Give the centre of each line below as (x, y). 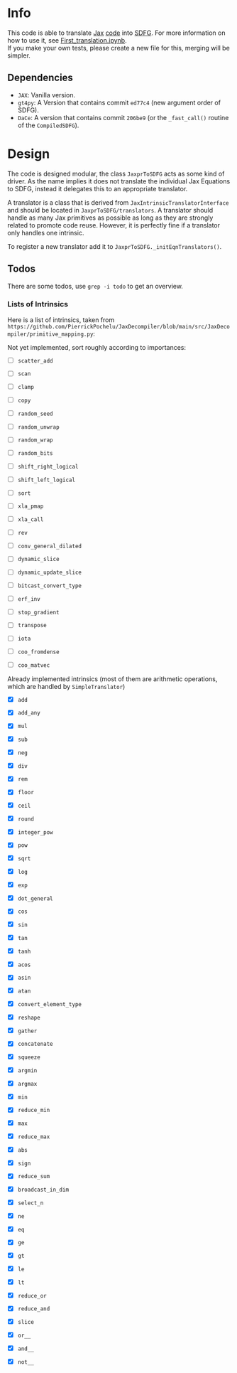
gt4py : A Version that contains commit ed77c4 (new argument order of (119, 102)
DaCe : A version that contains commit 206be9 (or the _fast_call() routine (123, 117)
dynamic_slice (38, 560)
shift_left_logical (46, 480)
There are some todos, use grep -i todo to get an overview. (95, 286)
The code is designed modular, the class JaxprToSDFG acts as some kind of (116, 173)
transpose (32, 626)
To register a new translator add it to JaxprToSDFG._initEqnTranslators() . (115, 246)
